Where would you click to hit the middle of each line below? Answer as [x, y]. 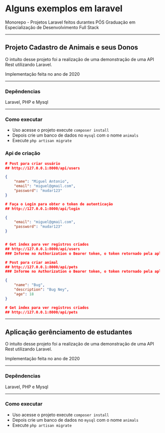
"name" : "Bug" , [29, 285]
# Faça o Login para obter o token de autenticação [59, 204]
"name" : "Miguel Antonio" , [41, 182]
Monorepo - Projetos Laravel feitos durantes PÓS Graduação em [70, 22]
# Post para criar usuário [33, 163]
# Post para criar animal [31, 262]
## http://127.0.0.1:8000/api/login [42, 209]
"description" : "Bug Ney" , [41, 290]
